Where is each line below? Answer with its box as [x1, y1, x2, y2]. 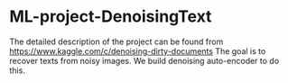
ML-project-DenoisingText [9, 6, 212, 27]
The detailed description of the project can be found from [9, 36, 224, 47]
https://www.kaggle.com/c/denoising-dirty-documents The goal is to [9, 45, 266, 56]
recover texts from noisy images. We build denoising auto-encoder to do [9, 55, 280, 66]
